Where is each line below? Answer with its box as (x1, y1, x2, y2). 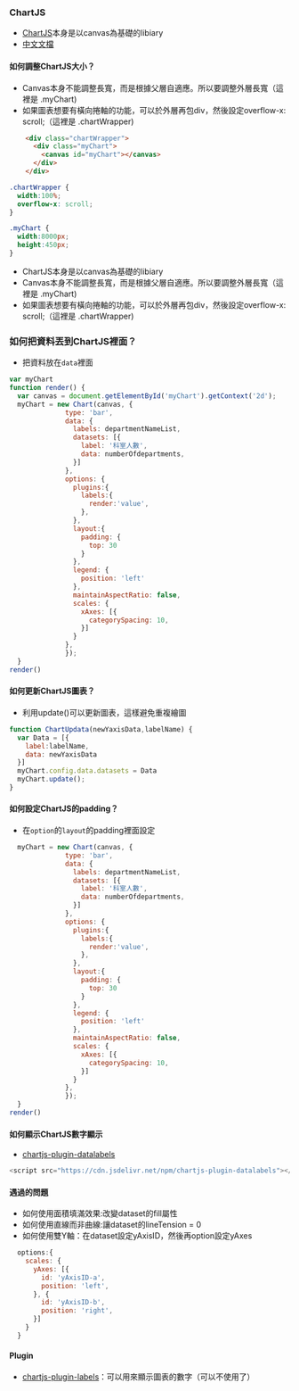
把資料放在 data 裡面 (21, 357, 93, 368)
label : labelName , (25, 741, 90, 750)
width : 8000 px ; (17, 232, 69, 242)
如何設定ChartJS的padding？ (9, 803, 118, 814)
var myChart (9, 375, 53, 385)
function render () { (9, 384, 86, 393)
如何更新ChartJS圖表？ (9, 685, 95, 697)
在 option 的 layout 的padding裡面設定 (21, 825, 156, 836)
